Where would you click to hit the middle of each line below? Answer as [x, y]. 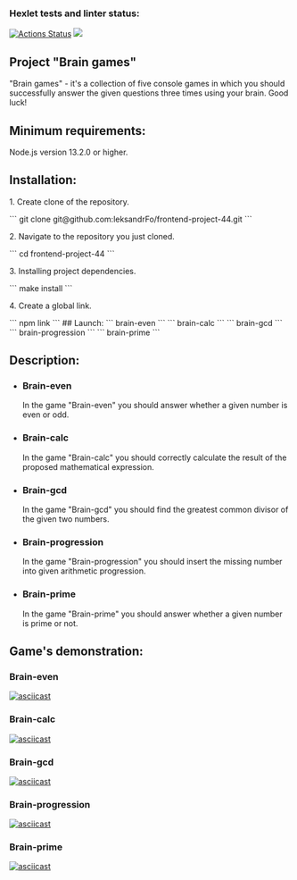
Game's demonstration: [77, 651]
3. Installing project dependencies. [73, 271]
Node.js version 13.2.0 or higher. [69, 152]
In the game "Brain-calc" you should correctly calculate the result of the [154, 457]
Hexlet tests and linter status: [74, 13]
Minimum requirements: [78, 131]
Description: [45, 360]
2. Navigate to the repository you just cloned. [92, 236]
